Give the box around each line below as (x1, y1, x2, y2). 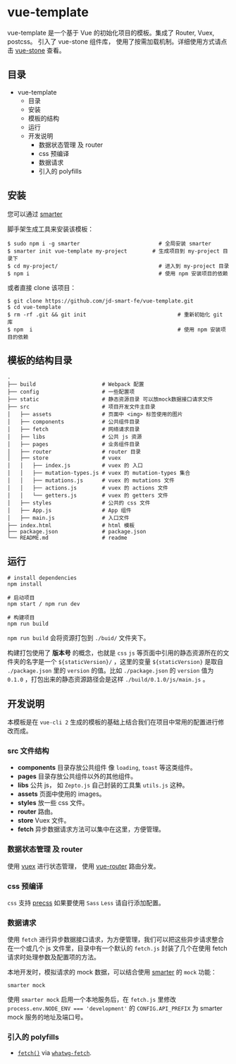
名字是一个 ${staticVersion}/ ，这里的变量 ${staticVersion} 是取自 (25, 658, 223, 666)
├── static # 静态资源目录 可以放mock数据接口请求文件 (7, 396, 213, 403)
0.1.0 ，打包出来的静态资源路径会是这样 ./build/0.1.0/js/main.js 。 (7, 675, 209, 684)
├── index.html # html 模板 (7, 522, 135, 529)
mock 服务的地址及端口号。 (7, 1013, 87, 1022)
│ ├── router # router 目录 (7, 449, 141, 456)
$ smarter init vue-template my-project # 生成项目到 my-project (7, 248, 220, 255)
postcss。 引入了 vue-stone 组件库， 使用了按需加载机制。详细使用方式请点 (7, 37, 228, 46)
